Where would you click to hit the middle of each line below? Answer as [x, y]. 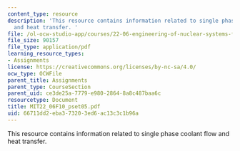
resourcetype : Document [43, 100]
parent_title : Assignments [47, 80]
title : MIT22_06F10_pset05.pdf [54, 107]
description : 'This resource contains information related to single [113, 21]
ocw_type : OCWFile [35, 73]
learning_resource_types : [46, 54]
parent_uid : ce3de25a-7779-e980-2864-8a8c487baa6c [84, 93]
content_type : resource [43, 14]
